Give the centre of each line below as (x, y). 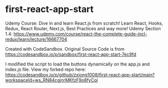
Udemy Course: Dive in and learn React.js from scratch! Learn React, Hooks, (84, 23)
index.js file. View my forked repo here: (46, 69)
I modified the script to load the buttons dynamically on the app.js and (77, 64)
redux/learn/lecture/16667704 (36, 39)
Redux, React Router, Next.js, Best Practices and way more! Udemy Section (83, 28)
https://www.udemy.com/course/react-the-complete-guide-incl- (80, 34)
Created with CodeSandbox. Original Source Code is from (65, 49)
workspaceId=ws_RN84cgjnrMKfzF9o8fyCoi (52, 80)
